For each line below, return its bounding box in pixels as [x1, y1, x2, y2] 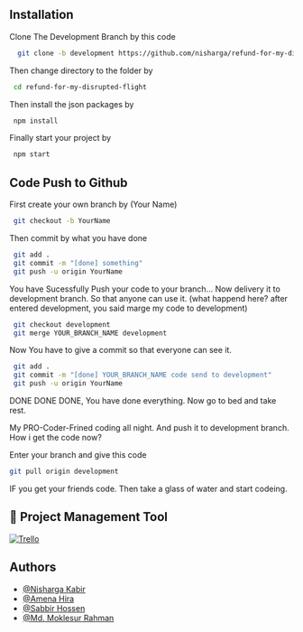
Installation [9, 7, 74, 23]
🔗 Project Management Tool [9, 509, 169, 525]
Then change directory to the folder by [9, 65, 153, 76]
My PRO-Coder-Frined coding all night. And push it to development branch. [9, 423, 290, 432]
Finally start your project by [9, 133, 112, 144]
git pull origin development [9, 467, 119, 476]
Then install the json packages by [9, 98, 134, 109]
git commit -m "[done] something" [13, 258, 143, 267]
